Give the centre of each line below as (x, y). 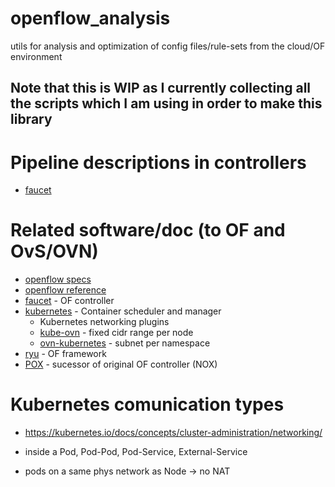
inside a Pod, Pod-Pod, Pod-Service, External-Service (136, 452)
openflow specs (58, 279)
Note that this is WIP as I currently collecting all (161, 88)
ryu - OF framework (65, 354)
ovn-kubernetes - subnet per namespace (125, 343)
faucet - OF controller (69, 301)
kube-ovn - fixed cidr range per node (116, 333)
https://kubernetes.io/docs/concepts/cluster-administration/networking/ (173, 433)
